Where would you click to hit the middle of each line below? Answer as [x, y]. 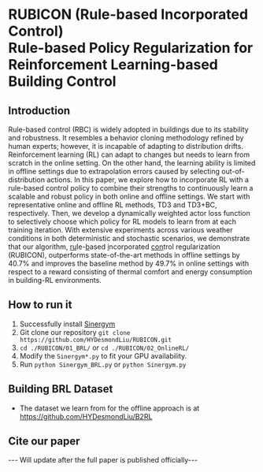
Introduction [39, 111]
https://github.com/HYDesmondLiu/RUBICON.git [95, 340]
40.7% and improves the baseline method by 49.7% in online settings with [129, 263]
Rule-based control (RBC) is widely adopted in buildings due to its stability [129, 129]
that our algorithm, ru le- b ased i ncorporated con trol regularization [114, 247]
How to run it [40, 305]
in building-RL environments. [55, 280]
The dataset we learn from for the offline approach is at [109, 408]
